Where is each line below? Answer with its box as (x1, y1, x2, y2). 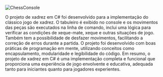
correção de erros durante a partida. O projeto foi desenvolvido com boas (5, 40, 156, 46)
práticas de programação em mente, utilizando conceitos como (5, 46, 135, 51)
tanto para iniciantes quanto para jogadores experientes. (5, 66, 121, 72)
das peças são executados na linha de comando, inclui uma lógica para (5, 25, 151, 30)
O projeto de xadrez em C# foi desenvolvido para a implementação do (5, 14, 149, 20)
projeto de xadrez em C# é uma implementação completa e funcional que (5, 56, 156, 61)
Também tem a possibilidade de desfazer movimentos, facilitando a (5, 35, 143, 41)
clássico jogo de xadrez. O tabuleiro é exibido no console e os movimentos (5, 20, 158, 25)
